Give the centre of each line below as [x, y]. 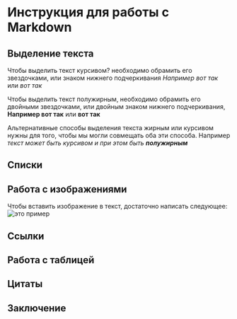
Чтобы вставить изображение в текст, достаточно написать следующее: [117, 207]
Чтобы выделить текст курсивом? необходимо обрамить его [100, 70]
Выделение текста [51, 53]
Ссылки [26, 236]
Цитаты [25, 284]
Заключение [37, 308]
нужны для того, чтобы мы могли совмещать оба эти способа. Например [119, 135]
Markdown [40, 27]
